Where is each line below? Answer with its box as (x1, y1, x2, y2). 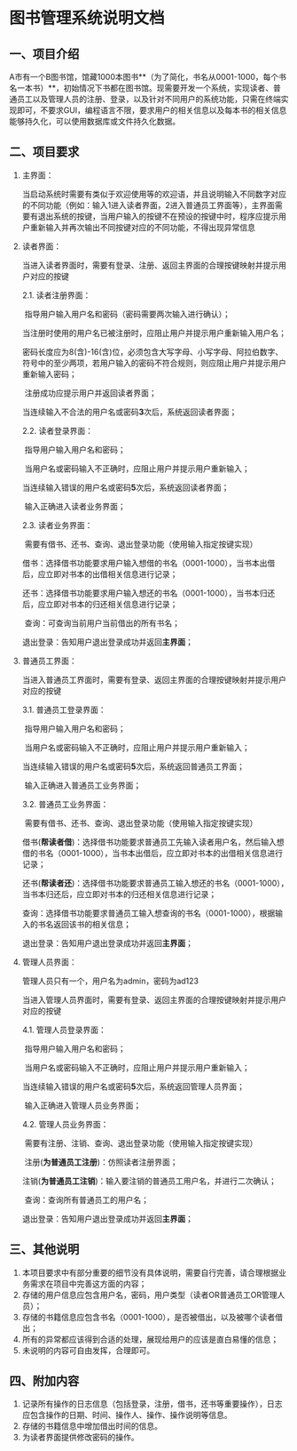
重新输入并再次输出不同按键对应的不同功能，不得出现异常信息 (29, 221, 255, 232)
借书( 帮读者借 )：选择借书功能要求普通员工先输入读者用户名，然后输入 (21, 837, 277, 847)
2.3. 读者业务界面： (21, 519, 93, 530)
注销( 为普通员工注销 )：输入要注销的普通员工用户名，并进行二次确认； (21, 1175, 277, 1186)
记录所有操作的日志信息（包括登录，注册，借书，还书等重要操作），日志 (21, 1399, 283, 1409)
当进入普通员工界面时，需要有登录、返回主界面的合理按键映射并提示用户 (21, 674, 286, 685)
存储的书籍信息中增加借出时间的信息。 (21, 1421, 162, 1431)
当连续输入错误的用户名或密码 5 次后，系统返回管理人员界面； (21, 1081, 246, 1092)
